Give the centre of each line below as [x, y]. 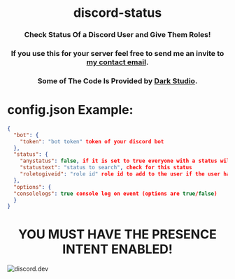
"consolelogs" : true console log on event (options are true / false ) [115, 194]
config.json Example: [70, 110]
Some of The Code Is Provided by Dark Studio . [117, 80]
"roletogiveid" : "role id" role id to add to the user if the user [120, 174]
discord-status [117, 13]
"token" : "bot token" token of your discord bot [92, 141]
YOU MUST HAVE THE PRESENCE [117, 235]
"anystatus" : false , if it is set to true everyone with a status [119, 161]
